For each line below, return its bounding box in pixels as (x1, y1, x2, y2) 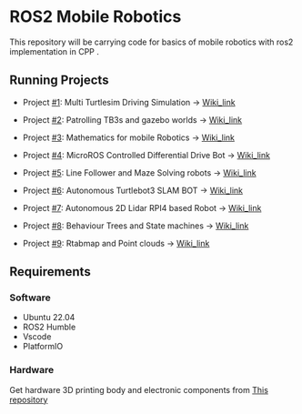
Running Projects (9, 73, 109, 88)
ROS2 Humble (22, 321, 76, 333)
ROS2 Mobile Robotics (9, 6, 182, 27)
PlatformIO (22, 341, 64, 352)
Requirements (9, 264, 91, 279)
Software (9, 291, 52, 304)
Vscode (22, 331, 52, 342)
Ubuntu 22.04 (22, 312, 75, 323)
